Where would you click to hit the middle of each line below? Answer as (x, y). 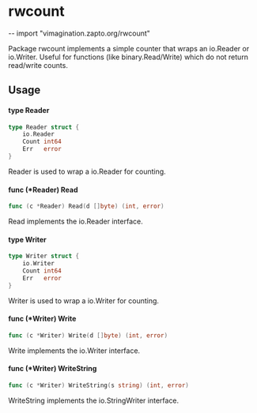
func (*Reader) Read (43, 190)
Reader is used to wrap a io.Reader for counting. (87, 171)
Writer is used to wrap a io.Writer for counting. (84, 300)
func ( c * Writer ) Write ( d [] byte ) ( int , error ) (88, 335)
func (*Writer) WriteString (53, 369)
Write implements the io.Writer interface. (74, 351)
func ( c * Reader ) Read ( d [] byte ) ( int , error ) (86, 206)
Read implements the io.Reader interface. (76, 221)
